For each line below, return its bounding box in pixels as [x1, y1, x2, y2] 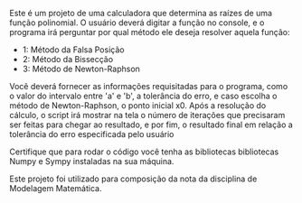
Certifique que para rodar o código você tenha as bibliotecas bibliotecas [9, 146, 279, 157]
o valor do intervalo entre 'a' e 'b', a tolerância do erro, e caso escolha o [9, 90, 278, 101]
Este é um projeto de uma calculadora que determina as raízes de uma [9, 8, 273, 18]
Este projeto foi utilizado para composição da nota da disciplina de [9, 173, 258, 184]
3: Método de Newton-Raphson [22, 63, 140, 74]
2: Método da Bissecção [22, 54, 114, 64]
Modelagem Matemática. [9, 183, 102, 193]
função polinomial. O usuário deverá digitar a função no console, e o [9, 17, 265, 28]
